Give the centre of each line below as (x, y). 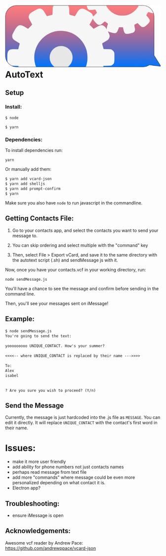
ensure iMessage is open (38, 515)
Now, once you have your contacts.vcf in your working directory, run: (76, 269)
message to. (25, 236)
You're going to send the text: (38, 336)
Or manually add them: (28, 169)
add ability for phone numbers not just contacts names (68, 467)
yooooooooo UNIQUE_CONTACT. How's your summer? (55, 346)
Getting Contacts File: (40, 219)
